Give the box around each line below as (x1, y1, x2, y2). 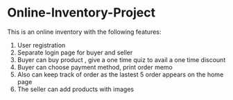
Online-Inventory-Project (7, 5, 156, 21)
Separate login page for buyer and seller (17, 48, 133, 57)
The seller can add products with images (17, 85, 134, 93)
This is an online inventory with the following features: (7, 28, 162, 36)
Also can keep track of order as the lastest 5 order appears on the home (17, 70, 224, 79)
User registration (17, 41, 66, 49)
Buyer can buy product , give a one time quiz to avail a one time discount (17, 55, 226, 63)
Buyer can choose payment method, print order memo (17, 63, 173, 71)
